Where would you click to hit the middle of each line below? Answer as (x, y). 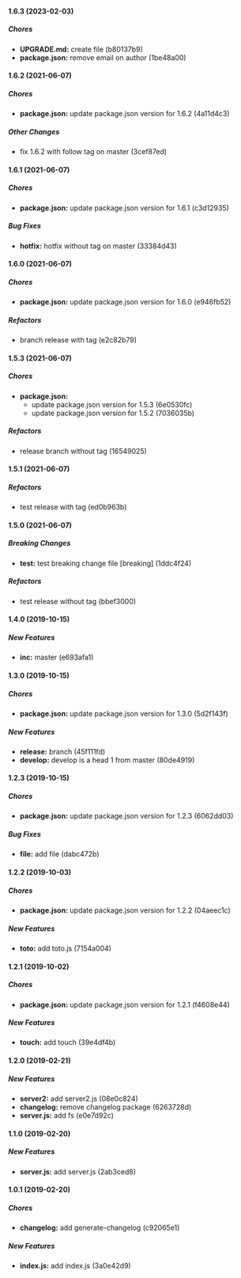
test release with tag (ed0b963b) (73, 507)
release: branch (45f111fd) (62, 751)
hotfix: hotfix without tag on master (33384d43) (98, 246)
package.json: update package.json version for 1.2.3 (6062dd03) (126, 816)
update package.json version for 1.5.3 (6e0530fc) (112, 404)
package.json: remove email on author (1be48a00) (103, 57)
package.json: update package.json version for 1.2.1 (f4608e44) (125, 1004)
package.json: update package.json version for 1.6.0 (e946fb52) (125, 302)
